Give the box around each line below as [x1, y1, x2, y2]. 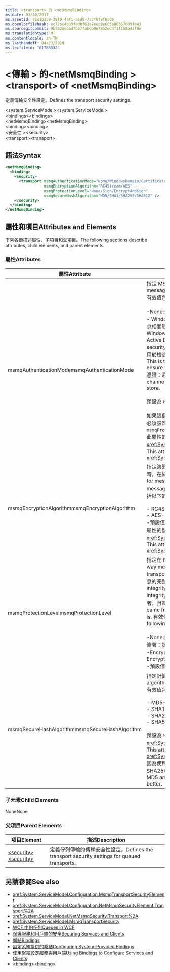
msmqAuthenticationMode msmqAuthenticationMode [8, 367, 134, 374]
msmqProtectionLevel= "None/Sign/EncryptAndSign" [44, 188, 148, 193]
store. [146, 385, 160, 392]
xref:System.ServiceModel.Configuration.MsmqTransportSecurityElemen [12, 891, 165, 898]
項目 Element [11, 836, 42, 843]
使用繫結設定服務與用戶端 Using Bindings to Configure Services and [12, 950, 153, 956]
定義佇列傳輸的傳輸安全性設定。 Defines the [50, 846, 153, 853]
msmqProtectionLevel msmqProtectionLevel [8, 609, 111, 616]
